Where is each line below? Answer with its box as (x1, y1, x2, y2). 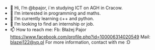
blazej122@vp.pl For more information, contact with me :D (10, 39, 131, 45)
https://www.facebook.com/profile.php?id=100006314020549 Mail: (10, 34, 151, 40)
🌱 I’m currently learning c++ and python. (10, 16, 94, 21)
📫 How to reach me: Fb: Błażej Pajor (10, 27, 87, 32)
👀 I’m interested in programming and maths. (10, 10, 101, 16)
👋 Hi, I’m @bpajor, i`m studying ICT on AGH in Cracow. (10, 5, 123, 11)
